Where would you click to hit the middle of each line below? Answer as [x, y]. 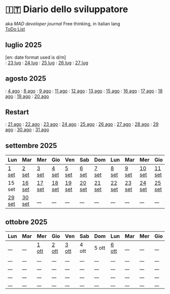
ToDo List [15, 29]
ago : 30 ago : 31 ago [27, 130]
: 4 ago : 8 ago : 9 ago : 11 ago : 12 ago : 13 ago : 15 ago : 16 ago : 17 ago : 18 [84, 91]
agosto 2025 [26, 79]
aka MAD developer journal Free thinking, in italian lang [63, 23]
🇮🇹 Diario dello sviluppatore [67, 9]
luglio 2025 [24, 45]
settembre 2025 [31, 145]
